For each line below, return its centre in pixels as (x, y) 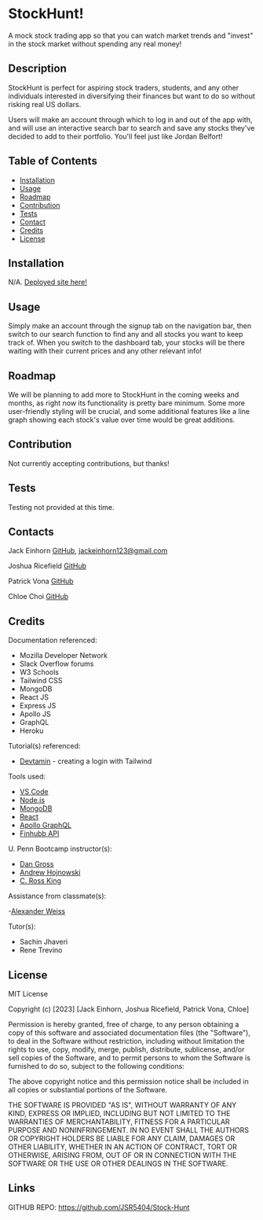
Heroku (31, 731)
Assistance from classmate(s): (57, 896)
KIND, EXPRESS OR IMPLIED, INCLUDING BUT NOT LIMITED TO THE (119, 1114)
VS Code (34, 792)
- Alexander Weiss (37, 911)
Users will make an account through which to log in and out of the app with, (130, 120)
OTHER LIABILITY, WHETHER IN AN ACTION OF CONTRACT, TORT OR (122, 1147)
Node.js (32, 800)
